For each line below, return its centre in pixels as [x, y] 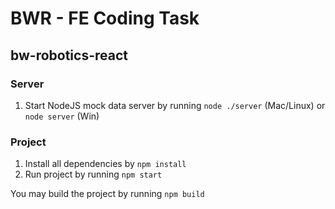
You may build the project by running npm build [107, 194]
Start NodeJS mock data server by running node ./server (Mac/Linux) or [175, 105]
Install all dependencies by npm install [105, 164]
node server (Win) [62, 116]
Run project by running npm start [93, 174]
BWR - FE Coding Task [105, 18]
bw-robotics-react [69, 55]
